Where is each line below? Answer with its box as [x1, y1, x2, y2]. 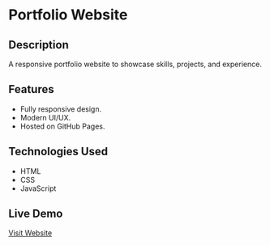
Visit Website [8, 228, 53, 238]
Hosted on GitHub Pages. [19, 121, 105, 131]
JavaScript [19, 184, 57, 193]
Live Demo [8, 207, 63, 221]
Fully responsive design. [19, 103, 102, 114]
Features [8, 82, 54, 96]
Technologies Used [8, 145, 108, 158]
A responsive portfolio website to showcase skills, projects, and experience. [8, 59, 262, 69]
